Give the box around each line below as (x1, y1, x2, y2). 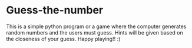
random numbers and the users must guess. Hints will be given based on (6, 29, 184, 36)
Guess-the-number (6, 4, 104, 17)
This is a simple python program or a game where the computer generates (6, 23, 187, 30)
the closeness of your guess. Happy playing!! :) (6, 35, 121, 42)
